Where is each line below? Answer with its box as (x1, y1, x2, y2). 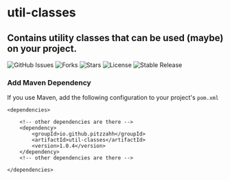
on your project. (7, 42, 78, 54)
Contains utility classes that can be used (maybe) (7, 32, 224, 44)
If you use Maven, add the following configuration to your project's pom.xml (7, 94, 219, 102)
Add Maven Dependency (7, 77, 91, 87)
